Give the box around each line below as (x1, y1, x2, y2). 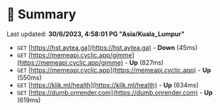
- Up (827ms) (125, 58, 164, 66)
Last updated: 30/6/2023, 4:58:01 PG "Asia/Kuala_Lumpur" (6, 30, 185, 38)
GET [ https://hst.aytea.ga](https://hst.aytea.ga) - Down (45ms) (16, 43, 198, 51)
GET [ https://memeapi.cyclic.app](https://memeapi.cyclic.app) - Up (16, 66, 212, 74)
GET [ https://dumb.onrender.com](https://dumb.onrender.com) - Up (16, 88, 213, 97)
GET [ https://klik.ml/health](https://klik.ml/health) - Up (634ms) (16, 80, 199, 89)
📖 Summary (6, 6, 76, 23)
